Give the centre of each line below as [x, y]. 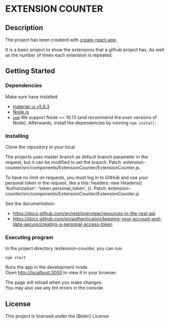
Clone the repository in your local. [41, 147]
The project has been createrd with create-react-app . [61, 40]
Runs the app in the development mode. [47, 267]
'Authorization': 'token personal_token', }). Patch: [56, 188]
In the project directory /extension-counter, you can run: [64, 248]
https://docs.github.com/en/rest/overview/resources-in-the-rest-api [84, 213]
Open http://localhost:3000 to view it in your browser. [61, 273]
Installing [17, 136]
